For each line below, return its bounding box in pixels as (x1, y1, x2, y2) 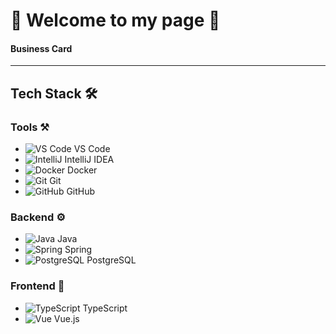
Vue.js (53, 312, 80, 324)
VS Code (73, 143, 111, 155)
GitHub (66, 185, 96, 198)
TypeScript (82, 302, 128, 314)
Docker (67, 164, 98, 176)
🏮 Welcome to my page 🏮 (10, 9, 221, 32)
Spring (64, 244, 93, 256)
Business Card (10, 42, 73, 54)
